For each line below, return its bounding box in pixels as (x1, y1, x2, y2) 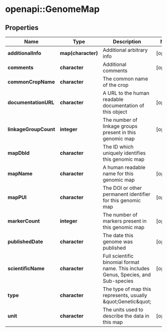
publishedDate (7, 238, 43, 245)
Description (112, 38, 142, 45)
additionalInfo (7, 50, 41, 56)
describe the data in (102, 313, 150, 319)
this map (102, 319, 123, 326)
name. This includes (102, 265, 150, 272)
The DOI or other (102, 185, 142, 191)
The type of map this (102, 286, 152, 293)
